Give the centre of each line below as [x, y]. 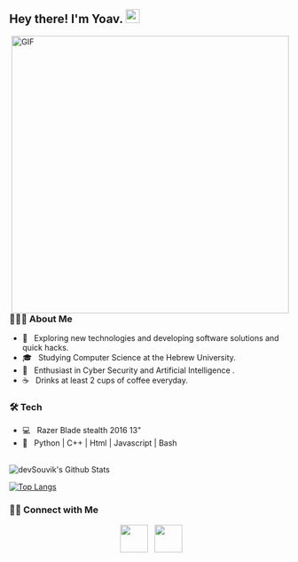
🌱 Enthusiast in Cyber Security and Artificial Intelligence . [128, 370]
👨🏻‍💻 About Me [41, 319]
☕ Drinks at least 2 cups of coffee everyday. [105, 380]
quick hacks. [45, 348]
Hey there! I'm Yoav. [66, 19]
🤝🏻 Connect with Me [54, 510]
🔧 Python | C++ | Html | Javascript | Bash [99, 443]
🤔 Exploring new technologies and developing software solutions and [150, 338]
